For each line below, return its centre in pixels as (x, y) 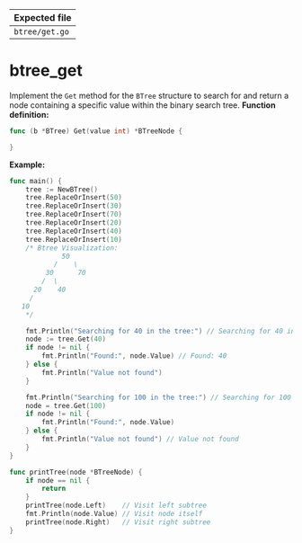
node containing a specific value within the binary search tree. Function (142, 105)
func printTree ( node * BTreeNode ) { (76, 472)
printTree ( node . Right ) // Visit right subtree (118, 522)
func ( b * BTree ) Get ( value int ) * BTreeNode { (96, 131)
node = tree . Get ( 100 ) (66, 405)
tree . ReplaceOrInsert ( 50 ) (74, 198)
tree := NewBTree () (62, 189)
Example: (27, 165)
